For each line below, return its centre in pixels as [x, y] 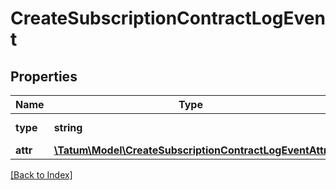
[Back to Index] [41, 175]
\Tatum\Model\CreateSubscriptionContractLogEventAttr [190, 150]
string [68, 127]
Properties [44, 76]
